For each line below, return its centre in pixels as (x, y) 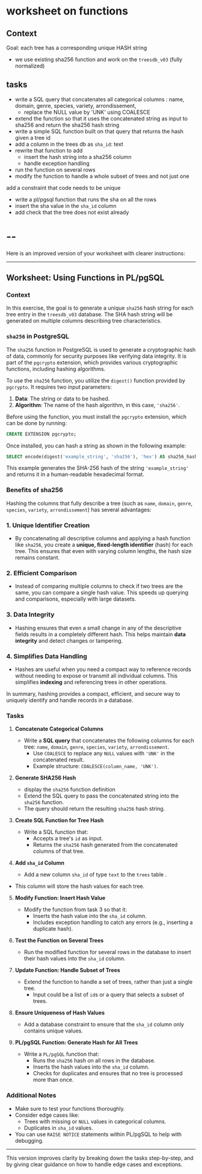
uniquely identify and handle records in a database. (70, 700)
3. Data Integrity (30, 614)
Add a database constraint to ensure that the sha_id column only (104, 1025)
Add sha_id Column (40, 863)
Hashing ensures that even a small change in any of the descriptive (98, 628)
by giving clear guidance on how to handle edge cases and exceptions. (94, 1164)
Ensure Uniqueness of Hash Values (60, 1013)
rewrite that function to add (49, 150)
